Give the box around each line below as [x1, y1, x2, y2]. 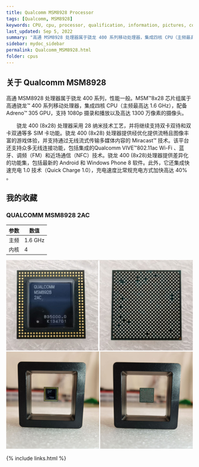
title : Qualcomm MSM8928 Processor [6, 9, 94, 15]
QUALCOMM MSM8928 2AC [6, 211, 90, 219]
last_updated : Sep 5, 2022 [6, 28, 73, 34]
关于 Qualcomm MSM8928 [6, 78, 107, 88]
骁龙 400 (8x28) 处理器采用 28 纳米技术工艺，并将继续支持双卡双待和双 [16, 122, 191, 129]
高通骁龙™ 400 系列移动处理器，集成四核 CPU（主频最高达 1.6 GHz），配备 [6, 101, 188, 109]
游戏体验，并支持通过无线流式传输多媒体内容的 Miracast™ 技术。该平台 [16, 136, 190, 144]
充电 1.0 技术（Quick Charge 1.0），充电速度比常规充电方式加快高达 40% [11, 166, 188, 173]
